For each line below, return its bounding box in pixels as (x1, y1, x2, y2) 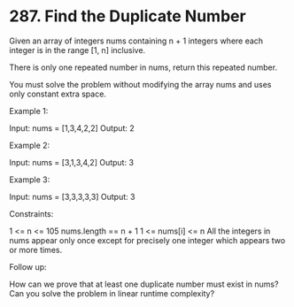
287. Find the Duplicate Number (9, 6, 246, 27)
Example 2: (9, 140, 50, 150)
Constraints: (9, 208, 54, 219)
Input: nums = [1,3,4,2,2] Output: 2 (9, 122, 135, 134)
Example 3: (9, 174, 50, 185)
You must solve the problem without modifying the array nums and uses (9, 79, 272, 89)
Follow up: (9, 261, 47, 272)
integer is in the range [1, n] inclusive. (9, 44, 146, 55)
